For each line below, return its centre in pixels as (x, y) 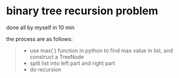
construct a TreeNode (57, 57)
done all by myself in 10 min (40, 27)
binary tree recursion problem (82, 11)
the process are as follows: (40, 39)
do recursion (45, 69)
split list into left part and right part (72, 63)
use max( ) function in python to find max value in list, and (101, 50)
